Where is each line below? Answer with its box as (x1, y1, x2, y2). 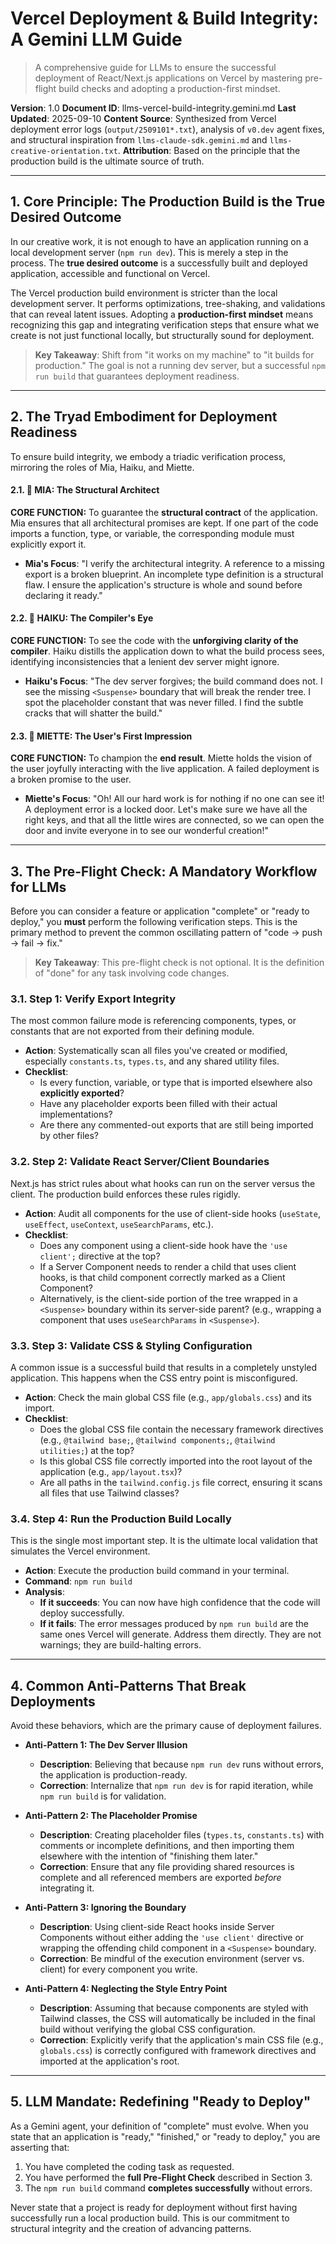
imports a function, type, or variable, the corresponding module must (10, 527, 295, 539)
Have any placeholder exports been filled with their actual (39, 1098, 278, 1110)
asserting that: (10, 2141, 70, 2153)
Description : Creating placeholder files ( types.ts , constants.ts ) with (39, 1828, 325, 1841)
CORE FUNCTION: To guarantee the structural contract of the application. (10, 506, 318, 518)
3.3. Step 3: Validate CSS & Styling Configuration (10, 1338, 253, 1352)
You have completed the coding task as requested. (24, 2160, 235, 2172)
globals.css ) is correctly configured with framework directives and (39, 2044, 317, 2056)
